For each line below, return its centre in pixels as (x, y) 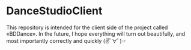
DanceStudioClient (54, 11)
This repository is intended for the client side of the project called (87, 27)
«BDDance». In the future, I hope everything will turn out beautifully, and (96, 33)
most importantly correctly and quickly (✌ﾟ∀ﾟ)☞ (67, 40)
